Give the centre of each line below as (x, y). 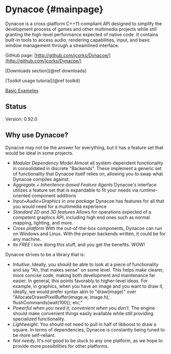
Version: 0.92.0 (21, 119)
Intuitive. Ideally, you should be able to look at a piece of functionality (86, 264)
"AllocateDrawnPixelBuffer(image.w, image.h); (61, 297)
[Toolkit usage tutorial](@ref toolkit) (43, 80)
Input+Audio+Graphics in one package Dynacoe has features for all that (88, 201)
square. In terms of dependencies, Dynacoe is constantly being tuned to (89, 329)
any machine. (27, 239)
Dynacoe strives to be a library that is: (45, 254)
